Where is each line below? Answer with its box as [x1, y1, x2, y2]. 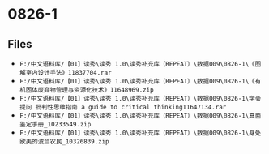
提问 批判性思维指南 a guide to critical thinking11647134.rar [19, 103, 227, 111]
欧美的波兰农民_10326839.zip [19, 138, 110, 146]
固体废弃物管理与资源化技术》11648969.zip [25, 86, 155, 94]
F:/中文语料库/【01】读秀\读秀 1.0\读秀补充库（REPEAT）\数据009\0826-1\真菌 [19, 112, 262, 120]
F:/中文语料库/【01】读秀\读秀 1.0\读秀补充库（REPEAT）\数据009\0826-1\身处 [19, 129, 262, 137]
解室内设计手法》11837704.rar [19, 69, 112, 77]
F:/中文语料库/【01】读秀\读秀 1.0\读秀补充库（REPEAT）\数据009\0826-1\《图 [19, 60, 262, 68]
